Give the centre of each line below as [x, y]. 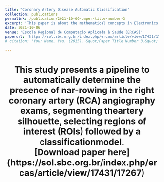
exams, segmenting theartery [82, 111]
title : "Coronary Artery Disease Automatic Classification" [68, 9]
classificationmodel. [82, 142]
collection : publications [31, 14]
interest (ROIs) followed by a [82, 131]
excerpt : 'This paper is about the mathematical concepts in [69, 23]
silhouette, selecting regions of [82, 121]
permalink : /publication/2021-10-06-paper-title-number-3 [65, 18]
